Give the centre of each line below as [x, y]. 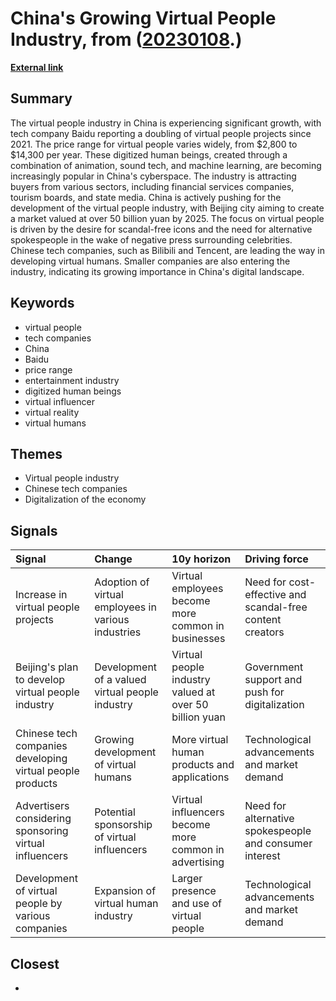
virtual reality [52, 412]
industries [118, 632]
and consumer [278, 844]
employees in [125, 607]
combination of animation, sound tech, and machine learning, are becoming [166, 165]
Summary [41, 98]
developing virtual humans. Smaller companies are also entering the [150, 261]
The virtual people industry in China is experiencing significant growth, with [166, 123]
